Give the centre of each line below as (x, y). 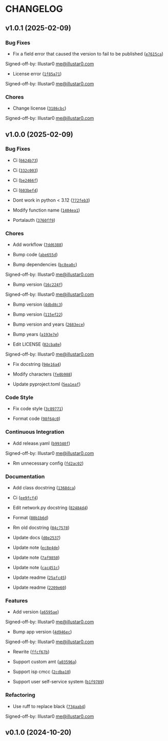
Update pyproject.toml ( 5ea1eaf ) (47, 384)
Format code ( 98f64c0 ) (36, 419)
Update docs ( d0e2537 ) (37, 538)
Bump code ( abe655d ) (35, 255)
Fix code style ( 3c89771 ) (38, 409)
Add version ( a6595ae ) (36, 612)
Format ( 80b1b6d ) (30, 518)
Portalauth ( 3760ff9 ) (34, 220)
